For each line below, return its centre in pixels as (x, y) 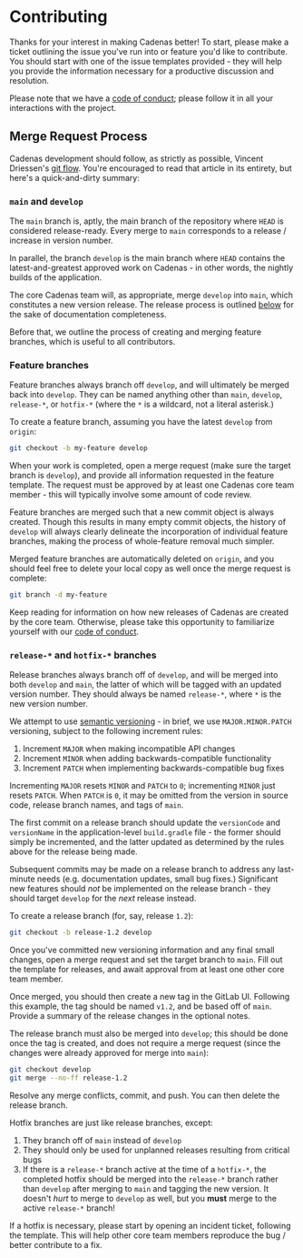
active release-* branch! (68, 1208)
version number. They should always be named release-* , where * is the (146, 694)
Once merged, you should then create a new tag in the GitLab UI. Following (150, 997)
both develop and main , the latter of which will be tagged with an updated (146, 685)
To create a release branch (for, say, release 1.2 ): (102, 916)
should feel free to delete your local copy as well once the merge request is (150, 569)
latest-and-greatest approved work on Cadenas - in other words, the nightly (151, 268)
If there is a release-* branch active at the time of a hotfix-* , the (144, 1170)
